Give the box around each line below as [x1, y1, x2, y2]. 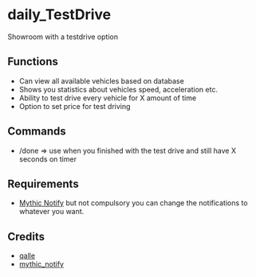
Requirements [7, 177, 79, 190]
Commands [7, 125, 67, 138]
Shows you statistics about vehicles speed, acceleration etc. [18, 84, 219, 94]
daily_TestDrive [7, 6, 112, 24]
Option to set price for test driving [18, 101, 131, 111]
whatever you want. [18, 207, 85, 217]
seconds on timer [18, 154, 77, 164]
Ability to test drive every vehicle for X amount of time [18, 93, 197, 103]
